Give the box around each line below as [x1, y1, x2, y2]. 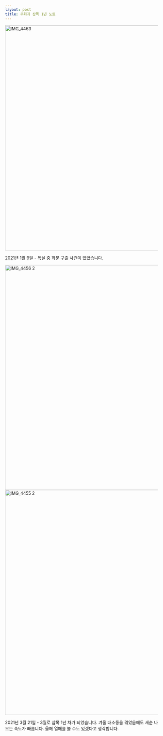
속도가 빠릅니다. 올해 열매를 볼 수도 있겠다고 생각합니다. [14, 725, 119, 731]
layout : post [5, 7, 32, 12]
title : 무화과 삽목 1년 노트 [5, 12, 56, 17]
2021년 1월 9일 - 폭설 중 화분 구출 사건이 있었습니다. [5, 255, 103, 261]
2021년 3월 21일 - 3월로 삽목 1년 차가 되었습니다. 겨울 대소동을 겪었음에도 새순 [5, 719, 153, 725]
